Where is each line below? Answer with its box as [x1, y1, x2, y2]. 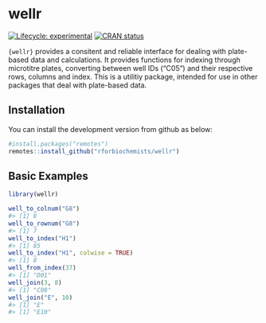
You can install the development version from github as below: [8, 124, 213, 134]
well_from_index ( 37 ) [8, 264, 77, 272]
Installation [8, 103, 65, 117]
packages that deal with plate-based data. [8, 80, 147, 90]
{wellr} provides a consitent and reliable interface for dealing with [8, 46, 227, 56]
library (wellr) [8, 190, 59, 199]
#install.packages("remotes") [8, 140, 109, 148]
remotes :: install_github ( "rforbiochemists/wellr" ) [8, 147, 180, 155]
